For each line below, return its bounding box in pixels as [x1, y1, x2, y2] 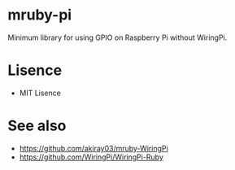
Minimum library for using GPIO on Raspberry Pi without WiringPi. [7, 33, 228, 42]
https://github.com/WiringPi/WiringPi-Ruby [19, 152, 164, 162]
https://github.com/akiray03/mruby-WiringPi [19, 143, 168, 153]
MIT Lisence [19, 88, 62, 98]
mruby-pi [7, 6, 72, 24]
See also [7, 116, 67, 135]
